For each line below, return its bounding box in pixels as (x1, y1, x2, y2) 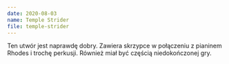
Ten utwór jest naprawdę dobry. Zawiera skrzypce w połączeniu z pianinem (7, 42, 222, 50)
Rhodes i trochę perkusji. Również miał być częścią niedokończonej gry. (7, 49, 212, 57)
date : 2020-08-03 (7, 10, 57, 17)
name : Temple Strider (7, 17, 70, 23)
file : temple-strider (7, 23, 70, 30)
